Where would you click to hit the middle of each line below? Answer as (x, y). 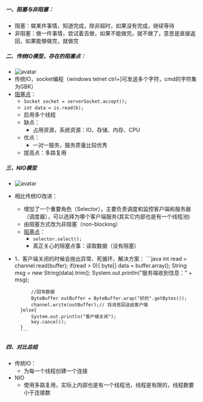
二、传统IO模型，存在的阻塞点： (46, 56)
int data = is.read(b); (54, 108)
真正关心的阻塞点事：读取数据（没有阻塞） (86, 246)
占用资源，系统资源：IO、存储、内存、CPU (86, 130)
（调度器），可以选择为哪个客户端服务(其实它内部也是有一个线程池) (107, 217)
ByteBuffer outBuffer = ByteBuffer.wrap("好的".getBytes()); (109, 298)
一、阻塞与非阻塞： (30, 9)
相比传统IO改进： (36, 196)
